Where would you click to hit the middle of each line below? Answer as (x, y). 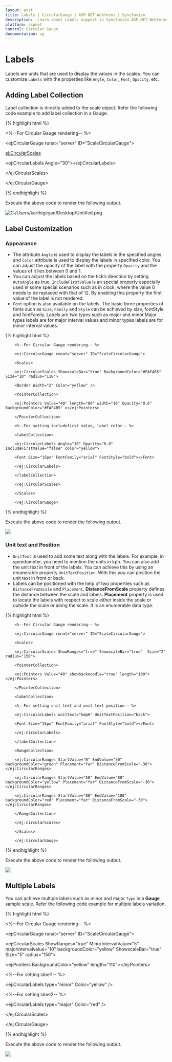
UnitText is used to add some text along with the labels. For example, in (88, 556)
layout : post (19, 10)
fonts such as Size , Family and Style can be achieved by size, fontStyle (88, 309)
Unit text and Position (33, 545)
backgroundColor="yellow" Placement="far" (51, 782)
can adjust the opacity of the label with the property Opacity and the (85, 266)
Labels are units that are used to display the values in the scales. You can (83, 74)
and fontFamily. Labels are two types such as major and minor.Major (85, 315)
